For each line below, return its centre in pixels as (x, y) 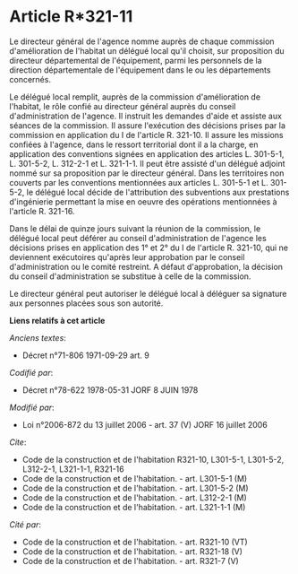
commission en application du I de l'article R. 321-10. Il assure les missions (146, 135)
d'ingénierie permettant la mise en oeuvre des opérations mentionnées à (143, 201)
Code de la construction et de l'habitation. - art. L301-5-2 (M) (135, 488)
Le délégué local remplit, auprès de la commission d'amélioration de (135, 97)
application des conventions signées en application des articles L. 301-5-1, (147, 153)
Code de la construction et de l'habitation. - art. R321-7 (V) (130, 561)
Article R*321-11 (71, 17)
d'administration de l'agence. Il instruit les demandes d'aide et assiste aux (145, 116)
